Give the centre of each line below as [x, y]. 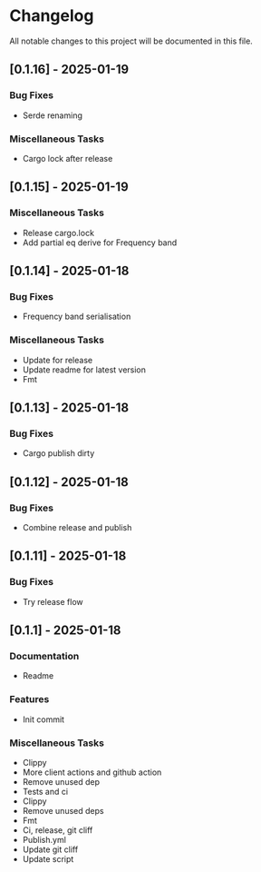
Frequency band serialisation [77, 317]
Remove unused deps [63, 810]
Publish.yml [44, 839]
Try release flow [53, 601]
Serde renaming [53, 115]
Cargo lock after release [68, 158]
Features [29, 699]
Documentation [44, 656]
